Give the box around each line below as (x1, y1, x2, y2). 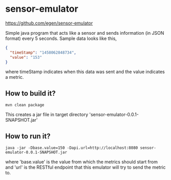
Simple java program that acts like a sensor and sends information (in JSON (5, 30, 164, 36)
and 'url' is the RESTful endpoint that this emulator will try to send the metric (5, 164, 166, 170)
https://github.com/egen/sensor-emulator (5, 20, 93, 26)
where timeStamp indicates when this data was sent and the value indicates (5, 69, 165, 75)
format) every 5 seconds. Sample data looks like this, (5, 35, 117, 41)
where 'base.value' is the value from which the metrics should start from (5, 159, 158, 165)
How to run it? (5, 131, 51, 141)
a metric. (5, 74, 24, 80)
